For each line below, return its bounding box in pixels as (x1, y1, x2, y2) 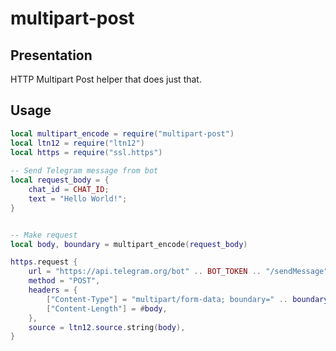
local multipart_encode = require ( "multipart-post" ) (10, 128, 235, 139)
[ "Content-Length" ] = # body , (46, 303, 168, 314)
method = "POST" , (28, 276, 101, 286)
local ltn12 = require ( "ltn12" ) (10, 138, 145, 148)
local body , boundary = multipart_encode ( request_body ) (10, 239, 248, 249)
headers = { (28, 285, 78, 296)
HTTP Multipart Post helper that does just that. (10, 73, 202, 85)
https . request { (10, 257, 78, 267)
